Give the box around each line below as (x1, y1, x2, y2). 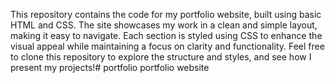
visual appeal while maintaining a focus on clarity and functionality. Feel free (10, 40, 325, 52)
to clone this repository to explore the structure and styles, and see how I (10, 51, 312, 63)
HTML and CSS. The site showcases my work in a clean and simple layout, (10, 19, 318, 31)
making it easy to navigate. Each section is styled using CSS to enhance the (10, 30, 323, 41)
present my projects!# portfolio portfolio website (10, 62, 210, 73)
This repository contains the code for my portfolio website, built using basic (10, 9, 322, 20)
